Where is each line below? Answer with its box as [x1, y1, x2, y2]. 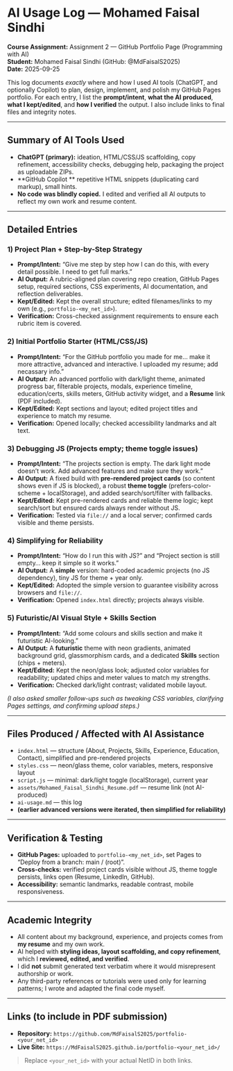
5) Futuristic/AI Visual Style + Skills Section [7, 613, 157, 623]
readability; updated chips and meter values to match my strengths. [17, 673, 211, 681]
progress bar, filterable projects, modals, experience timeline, [17, 382, 193, 390]
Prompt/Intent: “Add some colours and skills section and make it [17, 629, 202, 637]
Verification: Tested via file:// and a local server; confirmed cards [17, 511, 213, 520]
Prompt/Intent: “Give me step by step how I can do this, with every [17, 260, 209, 269]
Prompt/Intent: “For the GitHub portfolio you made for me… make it [17, 352, 210, 360]
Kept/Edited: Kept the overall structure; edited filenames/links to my [17, 297, 213, 306]
